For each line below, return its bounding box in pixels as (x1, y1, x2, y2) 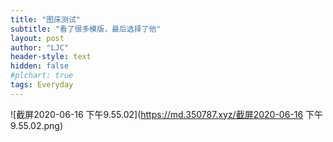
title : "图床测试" (10, 14, 82, 25)
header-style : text (10, 52, 92, 62)
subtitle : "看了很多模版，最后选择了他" (10, 24, 162, 34)
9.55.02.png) (10, 119, 64, 131)
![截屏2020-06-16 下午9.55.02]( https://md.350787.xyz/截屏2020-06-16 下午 (10, 108, 324, 120)
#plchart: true (10, 71, 74, 81)
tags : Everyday (10, 80, 74, 90)
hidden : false (10, 61, 70, 71)
